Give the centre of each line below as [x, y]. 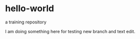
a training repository [26, 22]
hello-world [30, 9]
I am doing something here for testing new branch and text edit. [70, 31]
